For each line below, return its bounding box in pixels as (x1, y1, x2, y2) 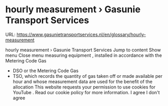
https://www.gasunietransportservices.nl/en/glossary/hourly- (16, 31, 146, 37)
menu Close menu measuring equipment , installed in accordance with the (5, 52, 162, 58)
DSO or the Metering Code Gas (12, 68, 79, 74)
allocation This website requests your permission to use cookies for (12, 83, 156, 90)
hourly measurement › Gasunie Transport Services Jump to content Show (5, 47, 161, 53)
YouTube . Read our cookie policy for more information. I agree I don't (12, 89, 160, 95)
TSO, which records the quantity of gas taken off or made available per (12, 73, 163, 79)
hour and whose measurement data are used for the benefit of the (12, 78, 153, 84)
